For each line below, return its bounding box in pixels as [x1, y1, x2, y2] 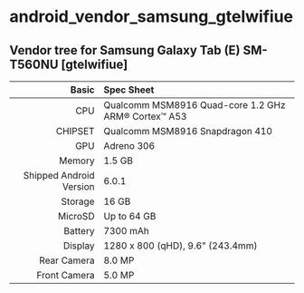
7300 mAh [103, 225, 149, 237]
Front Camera [36, 269, 95, 281]
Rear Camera [39, 254, 95, 267]
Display [62, 239, 95, 251]
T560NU [9, 56, 59, 72]
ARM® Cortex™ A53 [103, 111, 187, 122]
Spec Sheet [103, 83, 155, 96]
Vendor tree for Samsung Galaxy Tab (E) [9, 43, 242, 58]
